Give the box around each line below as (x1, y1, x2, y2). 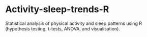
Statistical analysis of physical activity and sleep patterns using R (5, 20, 142, 26)
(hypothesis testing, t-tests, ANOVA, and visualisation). (5, 25, 121, 31)
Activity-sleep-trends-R (5, 4, 109, 15)
